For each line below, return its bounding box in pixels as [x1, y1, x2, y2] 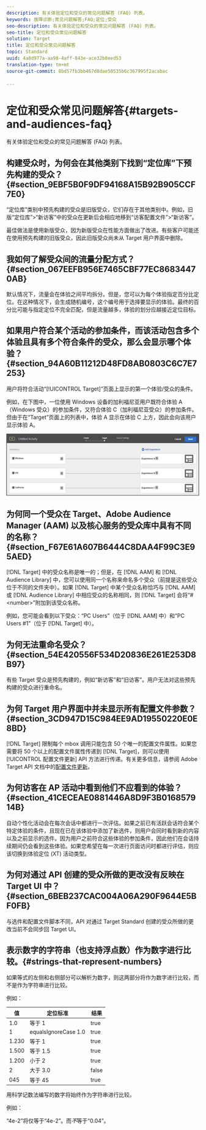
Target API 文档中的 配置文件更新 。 [6, 763, 94, 770]
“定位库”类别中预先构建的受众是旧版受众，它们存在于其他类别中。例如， [6, 206, 188, 213]
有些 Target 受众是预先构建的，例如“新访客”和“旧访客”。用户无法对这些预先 [6, 676, 196, 684]
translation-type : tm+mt [6, 61, 70, 67]
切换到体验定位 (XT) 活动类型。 [11, 850, 90, 857]
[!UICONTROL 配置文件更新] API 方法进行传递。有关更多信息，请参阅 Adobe [6, 755, 198, 763]
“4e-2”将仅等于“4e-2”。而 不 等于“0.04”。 [6, 1117, 109, 1124]
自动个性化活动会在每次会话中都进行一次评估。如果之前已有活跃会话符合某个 [6, 819, 199, 827]
